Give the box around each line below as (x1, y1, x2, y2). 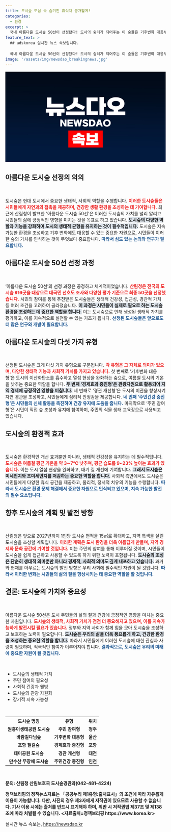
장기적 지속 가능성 (12, 696, 48, 702)
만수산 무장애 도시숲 (9, 758, 48, 764)
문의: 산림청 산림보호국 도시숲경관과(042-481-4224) (5, 780, 112, 787)
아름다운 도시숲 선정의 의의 (5, 173, 84, 182)
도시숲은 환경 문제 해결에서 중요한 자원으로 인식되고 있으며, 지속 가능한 (14, 486, 153, 492)
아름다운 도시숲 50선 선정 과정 (5, 259, 94, 267)
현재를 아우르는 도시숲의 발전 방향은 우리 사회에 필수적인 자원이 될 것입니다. (10, 565, 160, 571)
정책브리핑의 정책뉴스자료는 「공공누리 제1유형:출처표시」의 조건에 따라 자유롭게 (5, 791, 164, 797)
